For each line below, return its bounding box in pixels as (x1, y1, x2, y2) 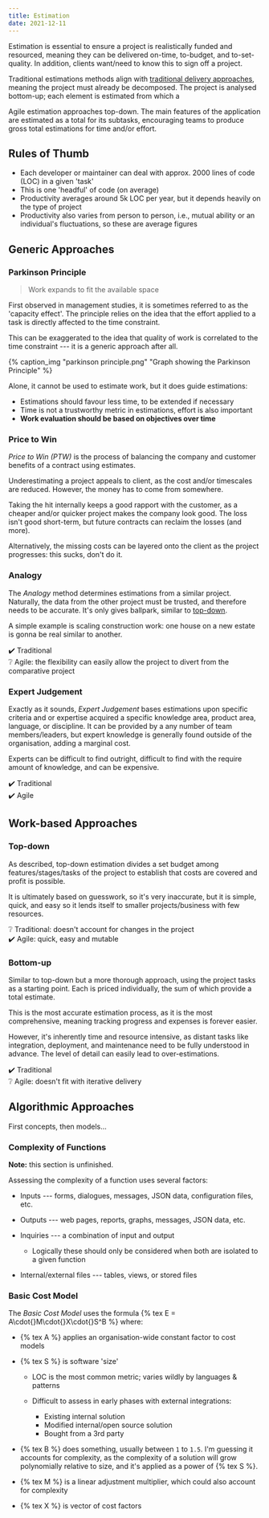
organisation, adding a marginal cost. (8, 738, 131, 747)
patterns (31, 1381, 60, 1390)
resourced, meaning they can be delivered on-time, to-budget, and (8, 50, 230, 59)
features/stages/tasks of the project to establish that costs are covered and (8, 868, 258, 877)
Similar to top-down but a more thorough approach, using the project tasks (8, 975, 256, 984)
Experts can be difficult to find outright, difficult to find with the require (8, 754, 243, 763)
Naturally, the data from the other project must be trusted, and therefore (8, 596, 247, 606)
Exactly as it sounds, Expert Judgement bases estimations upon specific (8, 704, 249, 714)
